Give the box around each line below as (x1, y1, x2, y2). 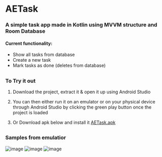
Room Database (5, 28, 46, 35)
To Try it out (5, 77, 36, 84)
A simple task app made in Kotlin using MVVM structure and (5, 21, 157, 29)
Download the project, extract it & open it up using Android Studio (12, 89, 151, 95)
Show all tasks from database (12, 51, 75, 58)
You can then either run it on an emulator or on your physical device (12, 99, 155, 105)
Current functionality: (5, 40, 52, 46)
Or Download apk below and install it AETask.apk (12, 119, 116, 125)
